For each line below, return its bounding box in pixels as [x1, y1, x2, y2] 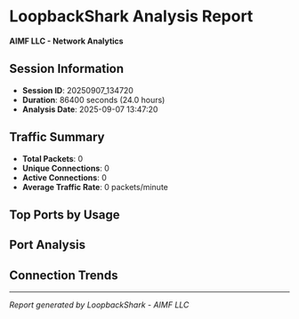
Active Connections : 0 [21, 171, 107, 183]
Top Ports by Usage [9, 207, 120, 222]
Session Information [9, 61, 125, 76]
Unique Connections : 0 [21, 163, 109, 173]
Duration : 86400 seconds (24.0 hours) [21, 94, 166, 105]
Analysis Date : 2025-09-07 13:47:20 [21, 104, 158, 115]
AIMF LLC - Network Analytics [9, 36, 124, 46]
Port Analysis [9, 237, 86, 252]
